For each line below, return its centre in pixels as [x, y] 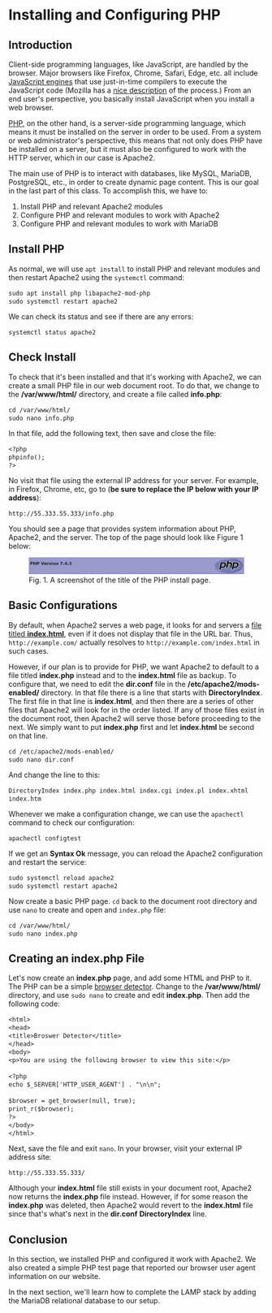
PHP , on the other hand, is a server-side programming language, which [127, 123]
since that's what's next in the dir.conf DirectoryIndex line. [108, 1214]
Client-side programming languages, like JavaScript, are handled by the [129, 64]
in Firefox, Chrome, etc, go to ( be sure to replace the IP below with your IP [134, 489]
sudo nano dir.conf [41, 760]
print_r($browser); [41, 1109]
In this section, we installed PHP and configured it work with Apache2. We [132, 1259]
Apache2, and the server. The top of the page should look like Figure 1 [126, 537]
